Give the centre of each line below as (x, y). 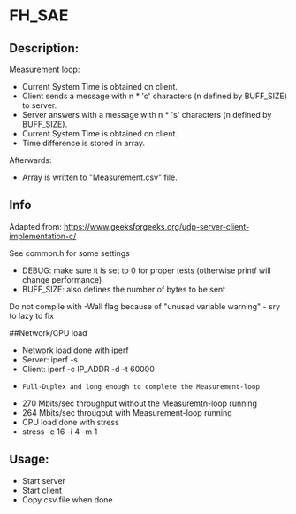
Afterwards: (30, 160)
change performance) (62, 279)
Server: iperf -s (49, 359)
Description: (44, 48)
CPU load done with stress (70, 422)
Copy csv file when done (67, 499)
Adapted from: (35, 226)
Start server (44, 480)
